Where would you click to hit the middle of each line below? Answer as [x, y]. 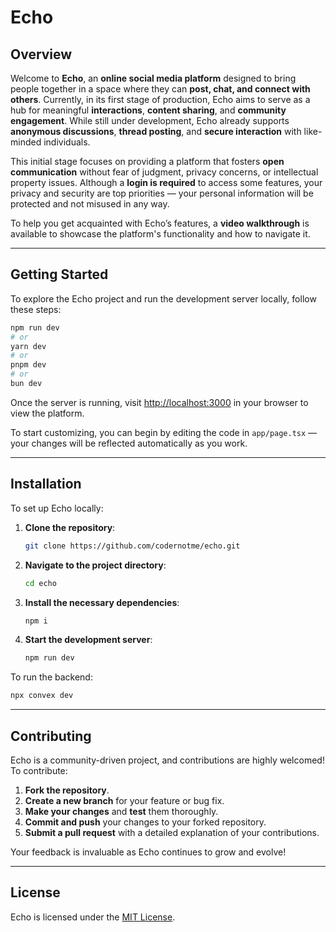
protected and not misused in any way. [90, 204]
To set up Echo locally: [57, 508]
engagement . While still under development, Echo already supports [150, 120]
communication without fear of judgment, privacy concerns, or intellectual [164, 172]
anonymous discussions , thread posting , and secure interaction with [156, 131]
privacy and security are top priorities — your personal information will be [162, 193]
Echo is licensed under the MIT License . [93, 917]
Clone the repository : [70, 527]
